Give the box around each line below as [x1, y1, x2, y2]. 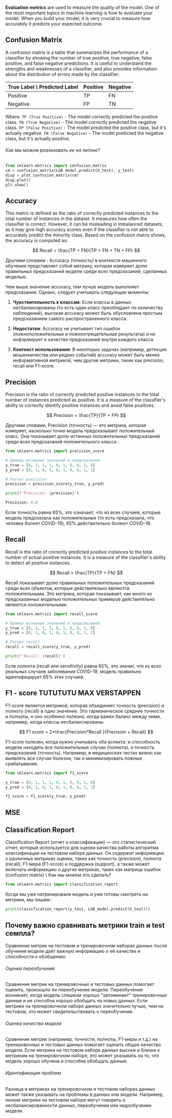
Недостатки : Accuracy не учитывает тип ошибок [12, 326, 121, 332]
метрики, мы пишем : [5, 897, 53, 903]
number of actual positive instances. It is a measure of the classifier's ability [5, 554, 166, 560]
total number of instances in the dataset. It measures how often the [5, 215, 147, 222]
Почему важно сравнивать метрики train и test [5, 921, 165, 930]
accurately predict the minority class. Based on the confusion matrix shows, [5, 232, 166, 238]
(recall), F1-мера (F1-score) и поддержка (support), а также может [5, 861, 150, 867]
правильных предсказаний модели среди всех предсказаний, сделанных [5, 268, 167, 275]
